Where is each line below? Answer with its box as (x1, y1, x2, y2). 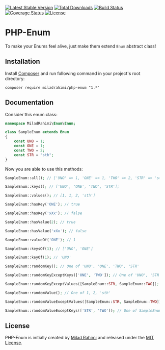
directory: (5, 75, 25, 81)
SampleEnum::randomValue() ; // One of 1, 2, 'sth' (5, 290, 111, 295)
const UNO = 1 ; (14, 139, 45, 144)
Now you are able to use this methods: (5, 166, 83, 172)
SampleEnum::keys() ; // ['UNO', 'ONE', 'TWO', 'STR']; (5, 184, 120, 189)
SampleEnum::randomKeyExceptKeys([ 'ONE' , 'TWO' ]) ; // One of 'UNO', (5, 273, 148, 278)
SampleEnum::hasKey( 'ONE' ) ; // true (5, 202, 80, 207)
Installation (5, 57, 40, 66)
